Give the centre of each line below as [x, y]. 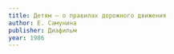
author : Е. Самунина [43, 23]
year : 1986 [26, 38]
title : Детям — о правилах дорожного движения [87, 15]
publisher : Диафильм [43, 30]
